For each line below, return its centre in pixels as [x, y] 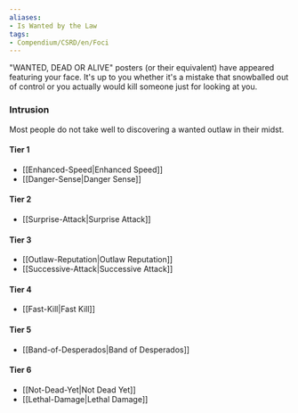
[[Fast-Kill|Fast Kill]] [59, 310]
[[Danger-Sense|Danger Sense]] [81, 178]
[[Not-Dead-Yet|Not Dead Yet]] [79, 390]
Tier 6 [20, 370]
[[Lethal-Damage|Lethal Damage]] [85, 399]
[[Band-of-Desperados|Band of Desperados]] [105, 350]
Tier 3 [20, 240]
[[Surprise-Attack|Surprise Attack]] [86, 219]
